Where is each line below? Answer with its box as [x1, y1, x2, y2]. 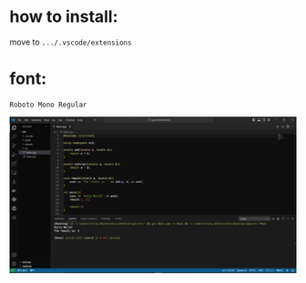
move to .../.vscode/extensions [9, 36, 132, 47]
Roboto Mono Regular [9, 100, 88, 109]
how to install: [9, 6, 118, 27]
